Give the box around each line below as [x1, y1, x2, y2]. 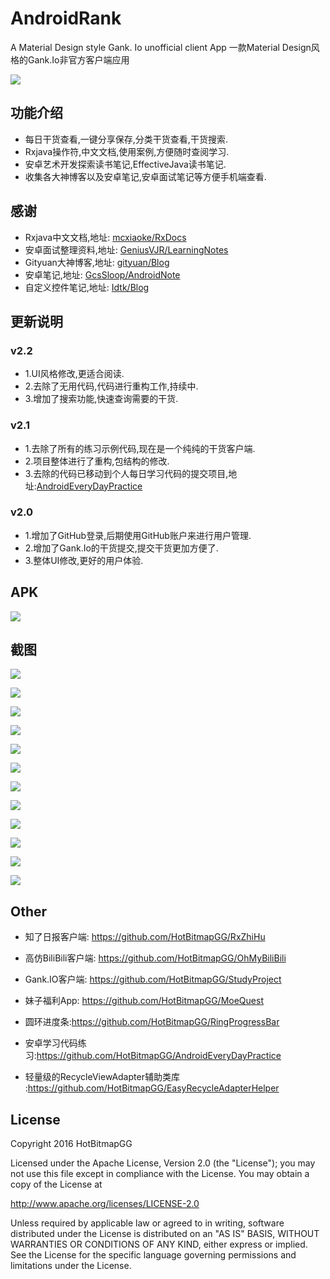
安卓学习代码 [24, 1037, 78, 1049]
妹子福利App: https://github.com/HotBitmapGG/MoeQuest [24, 995, 264, 1007]
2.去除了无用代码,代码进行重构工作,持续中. [24, 380, 199, 392]
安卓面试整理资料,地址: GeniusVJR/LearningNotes [24, 243, 229, 256]
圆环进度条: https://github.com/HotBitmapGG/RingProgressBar [24, 1016, 280, 1028]
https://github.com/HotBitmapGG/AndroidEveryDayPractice [36, 1050, 282, 1062]
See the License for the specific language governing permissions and [10, 1249, 297, 1261]
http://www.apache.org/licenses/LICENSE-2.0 [10, 1198, 200, 1210]
